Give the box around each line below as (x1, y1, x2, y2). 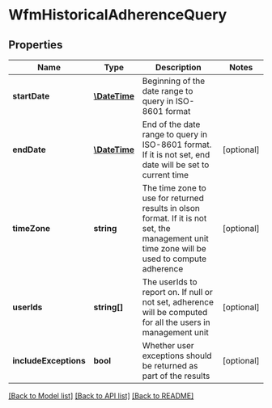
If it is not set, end (142, 149, 210, 160)
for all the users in (142, 317, 210, 328)
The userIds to (142, 276, 198, 288)
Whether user (142, 340, 194, 351)
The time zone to (142, 183, 206, 193)
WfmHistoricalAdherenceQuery (8, 6, 227, 24)
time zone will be (142, 243, 206, 254)
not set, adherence (142, 297, 215, 308)
